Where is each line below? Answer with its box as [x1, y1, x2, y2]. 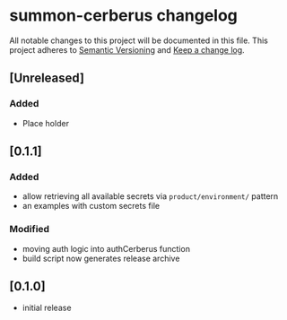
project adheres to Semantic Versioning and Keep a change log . [9, 44, 245, 55]
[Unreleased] [9, 71, 85, 86]
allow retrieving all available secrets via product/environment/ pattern [22, 191, 279, 202]
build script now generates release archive [22, 253, 180, 264]
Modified [9, 223, 50, 236]
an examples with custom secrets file [22, 201, 160, 212]
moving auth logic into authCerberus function [22, 243, 191, 254]
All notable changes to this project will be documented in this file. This [9, 35, 269, 46]
